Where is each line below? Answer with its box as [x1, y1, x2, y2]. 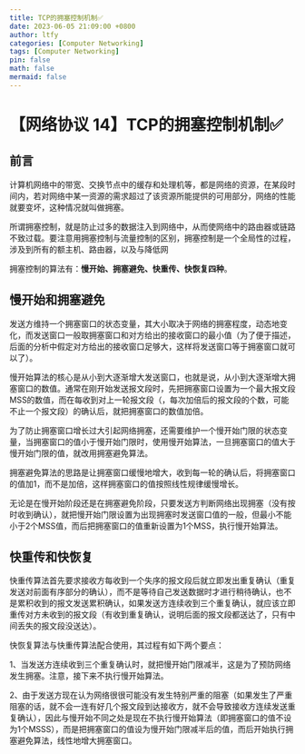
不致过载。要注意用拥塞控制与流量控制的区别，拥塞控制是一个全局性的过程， [9, 233, 296, 243]
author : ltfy [9, 30, 59, 39]
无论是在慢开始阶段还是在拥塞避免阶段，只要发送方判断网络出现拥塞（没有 [9, 497, 288, 509]
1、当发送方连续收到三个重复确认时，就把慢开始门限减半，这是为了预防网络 [9, 660, 291, 670]
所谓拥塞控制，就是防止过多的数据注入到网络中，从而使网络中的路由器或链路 [9, 221, 296, 232]
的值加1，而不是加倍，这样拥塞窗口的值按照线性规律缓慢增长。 [9, 478, 243, 489]
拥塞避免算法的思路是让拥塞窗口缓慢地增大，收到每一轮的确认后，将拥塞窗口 [9, 467, 296, 478]
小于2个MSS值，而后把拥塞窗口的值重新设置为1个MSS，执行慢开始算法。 [9, 520, 283, 531]
